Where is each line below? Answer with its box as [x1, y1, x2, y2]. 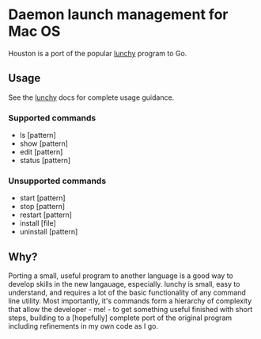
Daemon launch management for [8, 6, 229, 24]
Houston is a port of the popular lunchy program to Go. [8, 48, 187, 58]
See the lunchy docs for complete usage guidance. [8, 93, 175, 102]
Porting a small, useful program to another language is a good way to [8, 271, 233, 280]
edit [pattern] [19, 147, 63, 157]
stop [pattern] [19, 202, 66, 211]
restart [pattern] [19, 210, 73, 219]
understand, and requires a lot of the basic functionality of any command [8, 288, 247, 298]
